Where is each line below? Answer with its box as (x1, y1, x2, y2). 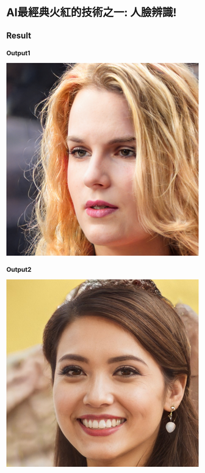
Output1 (6, 48, 31, 57)
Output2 (6, 265, 32, 274)
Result (6, 30, 32, 40)
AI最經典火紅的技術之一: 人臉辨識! (6, 6, 177, 20)
